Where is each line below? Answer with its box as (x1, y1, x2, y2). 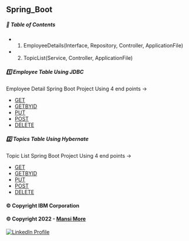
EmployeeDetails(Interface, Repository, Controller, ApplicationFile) (23, 42, 184, 49)
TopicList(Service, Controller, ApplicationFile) (23, 55, 133, 62)
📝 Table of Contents (6, 21, 56, 28)
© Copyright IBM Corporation (6, 202, 80, 209)
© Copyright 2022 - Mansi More (6, 215, 86, 222)
